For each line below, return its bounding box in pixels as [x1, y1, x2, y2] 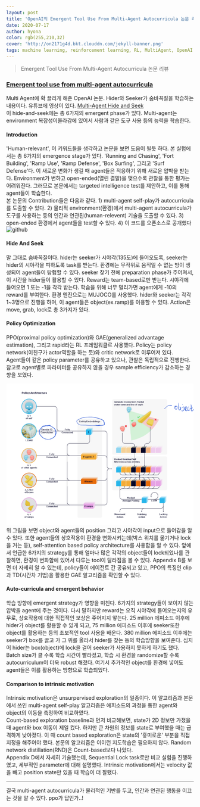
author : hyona [6, 29, 42, 35]
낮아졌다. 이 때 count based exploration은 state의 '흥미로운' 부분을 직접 [21, 731, 190, 739]
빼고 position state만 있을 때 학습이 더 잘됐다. [12, 769, 118, 776]
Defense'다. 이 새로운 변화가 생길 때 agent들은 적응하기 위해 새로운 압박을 [6, 167, 179, 175]
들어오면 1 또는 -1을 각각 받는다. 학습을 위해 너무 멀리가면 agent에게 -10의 [6, 283, 177, 291]
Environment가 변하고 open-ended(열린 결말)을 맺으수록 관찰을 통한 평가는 [14, 175, 190, 182]
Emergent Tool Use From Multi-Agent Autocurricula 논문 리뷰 [20, 65, 169, 72]
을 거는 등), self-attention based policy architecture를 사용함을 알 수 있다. [6, 541, 180, 549]
